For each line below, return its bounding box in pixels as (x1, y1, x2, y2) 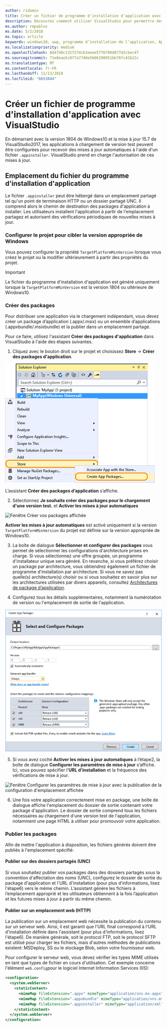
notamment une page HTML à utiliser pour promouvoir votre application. (12, 818, 161, 824)
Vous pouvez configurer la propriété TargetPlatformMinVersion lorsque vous (5, 249, 162, 255)
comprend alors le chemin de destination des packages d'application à (5, 203, 150, 209)
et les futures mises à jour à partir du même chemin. (5, 896, 112, 902)
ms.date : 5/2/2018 (5, 29, 43, 34)
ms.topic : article (5, 34, 43, 39)
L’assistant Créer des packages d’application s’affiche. (5, 488, 119, 494)
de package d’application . (12, 585, 66, 591)
